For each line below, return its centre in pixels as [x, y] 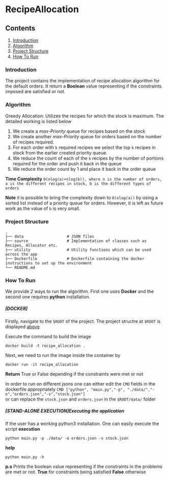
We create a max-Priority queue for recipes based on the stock [79, 131]
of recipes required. [33, 142]
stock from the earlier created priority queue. [60, 153]
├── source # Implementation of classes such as [76, 241]
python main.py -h [25, 457]
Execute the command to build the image [48, 337]
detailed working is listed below [38, 121]
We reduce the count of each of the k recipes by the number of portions [88, 158]
